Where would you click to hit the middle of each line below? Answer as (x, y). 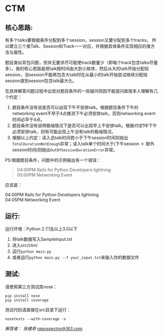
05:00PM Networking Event (45, 175)
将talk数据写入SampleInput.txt (42, 239)
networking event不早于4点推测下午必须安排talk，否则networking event (84, 113)
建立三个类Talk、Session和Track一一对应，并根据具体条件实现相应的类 (80, 46)
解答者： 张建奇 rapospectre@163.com (44, 328)
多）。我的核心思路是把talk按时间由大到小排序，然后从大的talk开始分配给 (77, 69)
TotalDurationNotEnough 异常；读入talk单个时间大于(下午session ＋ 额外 (83, 144)
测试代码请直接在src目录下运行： (38, 310)
